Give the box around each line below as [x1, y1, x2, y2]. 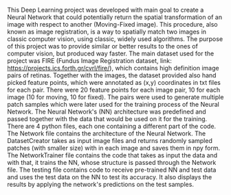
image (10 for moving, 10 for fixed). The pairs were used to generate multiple [7, 93, 224, 101]
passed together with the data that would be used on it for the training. [7, 115, 208, 122]
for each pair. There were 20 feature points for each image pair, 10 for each [7, 86, 221, 94]
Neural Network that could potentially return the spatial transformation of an [7, 13, 223, 21]
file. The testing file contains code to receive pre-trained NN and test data [7, 166, 217, 174]
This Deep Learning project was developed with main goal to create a [7, 6, 204, 14]
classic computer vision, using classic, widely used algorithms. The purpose [7, 35, 223, 43]
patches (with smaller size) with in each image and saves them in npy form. [7, 144, 221, 152]
